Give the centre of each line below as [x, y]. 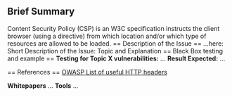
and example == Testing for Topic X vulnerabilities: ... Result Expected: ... [116, 58]
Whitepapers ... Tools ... [43, 85]
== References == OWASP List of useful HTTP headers [87, 72]
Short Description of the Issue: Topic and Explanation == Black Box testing [115, 51]
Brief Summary [41, 12]
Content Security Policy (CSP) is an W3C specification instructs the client [114, 28]
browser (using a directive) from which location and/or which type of [107, 36]
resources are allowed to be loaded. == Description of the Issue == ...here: [115, 43]
